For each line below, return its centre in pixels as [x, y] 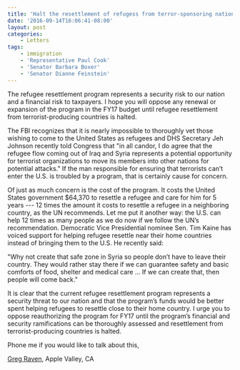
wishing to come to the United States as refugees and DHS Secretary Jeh [115, 138]
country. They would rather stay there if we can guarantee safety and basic [118, 264]
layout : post [27, 27]
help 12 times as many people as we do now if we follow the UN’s [104, 220]
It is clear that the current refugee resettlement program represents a [109, 293]
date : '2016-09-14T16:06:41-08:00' [60, 21]
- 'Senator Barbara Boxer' [60, 67]
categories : [25, 34]
